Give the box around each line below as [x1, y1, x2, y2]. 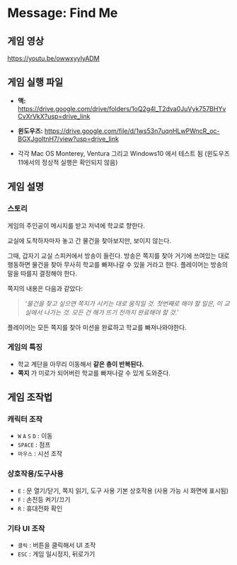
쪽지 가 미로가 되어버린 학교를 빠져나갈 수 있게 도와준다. [17, 368, 171, 377]
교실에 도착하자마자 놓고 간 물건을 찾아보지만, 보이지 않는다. [7, 236, 172, 245]
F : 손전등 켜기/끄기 [17, 495, 71, 503]
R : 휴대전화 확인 [17, 504, 63, 513]
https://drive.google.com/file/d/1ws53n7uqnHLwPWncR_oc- [44, 126, 220, 135]
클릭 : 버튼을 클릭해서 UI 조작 [17, 541, 96, 549]
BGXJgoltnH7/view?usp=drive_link [17, 135, 119, 143]
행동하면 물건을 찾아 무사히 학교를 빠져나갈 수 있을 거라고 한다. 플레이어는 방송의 [7, 260, 229, 268]
